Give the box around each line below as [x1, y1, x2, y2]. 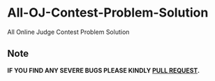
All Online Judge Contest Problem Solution [7, 28, 130, 36]
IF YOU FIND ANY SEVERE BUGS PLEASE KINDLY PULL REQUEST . [7, 66, 200, 74]
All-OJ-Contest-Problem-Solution [7, 5, 209, 21]
